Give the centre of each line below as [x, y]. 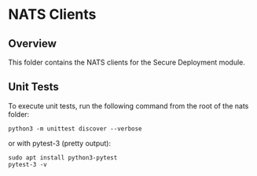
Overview [33, 44]
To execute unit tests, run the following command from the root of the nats [128, 106]
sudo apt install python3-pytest [63, 158]
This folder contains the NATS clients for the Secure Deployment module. [127, 62]
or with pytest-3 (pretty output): [60, 143]
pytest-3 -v [28, 164]
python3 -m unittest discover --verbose [75, 128]
